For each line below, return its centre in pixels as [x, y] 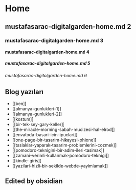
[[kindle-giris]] [27, 161]
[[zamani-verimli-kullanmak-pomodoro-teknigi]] [60, 156]
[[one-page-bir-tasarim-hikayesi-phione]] [54, 140]
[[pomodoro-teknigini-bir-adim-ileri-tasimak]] [58, 150]
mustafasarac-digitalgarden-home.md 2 [68, 27]
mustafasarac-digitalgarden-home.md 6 [46, 76]
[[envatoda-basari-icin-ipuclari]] [45, 135]
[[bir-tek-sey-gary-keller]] [38, 125]
